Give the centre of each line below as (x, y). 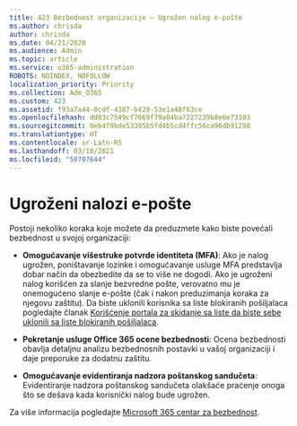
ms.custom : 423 (38, 101)
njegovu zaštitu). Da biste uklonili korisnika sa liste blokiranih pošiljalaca (155, 303)
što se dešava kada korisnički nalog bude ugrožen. (116, 395)
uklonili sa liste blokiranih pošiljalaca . (90, 322)
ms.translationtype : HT (54, 135)
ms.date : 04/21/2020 (48, 43)
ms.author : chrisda (46, 26)
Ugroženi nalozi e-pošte (100, 204)
